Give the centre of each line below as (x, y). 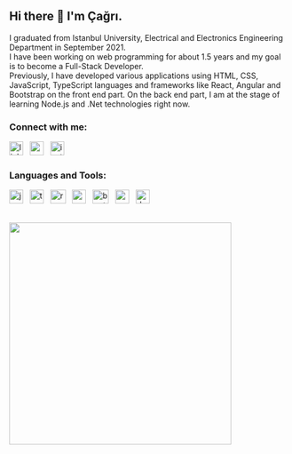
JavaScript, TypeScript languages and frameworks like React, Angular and (145, 84)
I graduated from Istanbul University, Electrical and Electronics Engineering (146, 37)
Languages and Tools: (58, 176)
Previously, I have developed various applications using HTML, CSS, (134, 76)
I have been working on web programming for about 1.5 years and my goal (145, 56)
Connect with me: (48, 127)
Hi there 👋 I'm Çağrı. (66, 16)
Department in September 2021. (67, 47)
